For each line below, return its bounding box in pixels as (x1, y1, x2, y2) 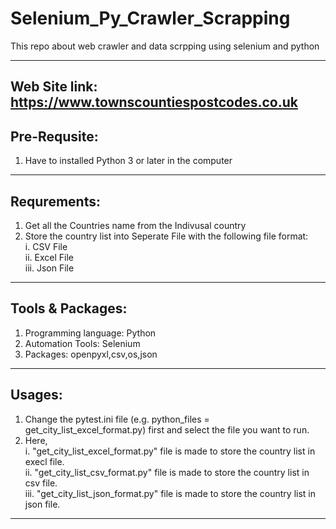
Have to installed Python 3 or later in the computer (24, 155, 233, 167)
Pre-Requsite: (10, 128, 99, 145)
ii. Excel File (24, 251, 74, 263)
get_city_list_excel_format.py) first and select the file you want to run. (24, 423, 310, 436)
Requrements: (10, 193, 101, 210)
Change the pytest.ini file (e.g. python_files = (24, 413, 210, 425)
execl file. (24, 455, 65, 467)
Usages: (10, 387, 63, 404)
